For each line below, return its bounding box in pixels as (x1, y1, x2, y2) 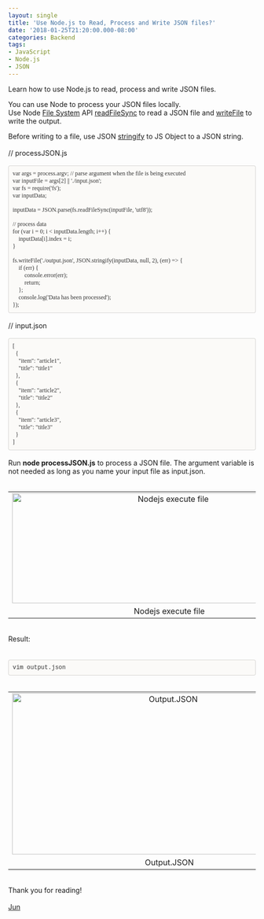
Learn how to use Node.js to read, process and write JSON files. (8, 84, 217, 94)
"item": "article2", (18, 386, 61, 394)
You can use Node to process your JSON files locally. (8, 99, 181, 109)
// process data (13, 220, 47, 228)
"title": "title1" (18, 364, 53, 372)
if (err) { (18, 264, 39, 271)
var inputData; (13, 191, 47, 199)
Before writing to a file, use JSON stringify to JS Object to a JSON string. (8, 131, 244, 141)
